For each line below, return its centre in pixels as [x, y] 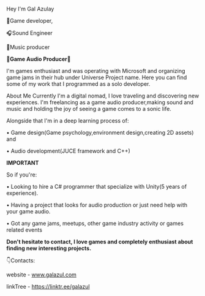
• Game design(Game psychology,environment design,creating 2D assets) [100, 132]
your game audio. [28, 211]
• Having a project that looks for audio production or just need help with [97, 205]
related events [24, 230]
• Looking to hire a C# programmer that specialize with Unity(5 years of [97, 187]
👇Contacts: [21, 260]
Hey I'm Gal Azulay [30, 9]
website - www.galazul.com [41, 275]
